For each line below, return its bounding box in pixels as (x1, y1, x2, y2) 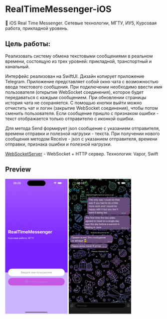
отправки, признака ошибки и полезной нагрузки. (5, 141, 112, 147)
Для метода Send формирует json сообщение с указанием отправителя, (5, 125, 160, 131)
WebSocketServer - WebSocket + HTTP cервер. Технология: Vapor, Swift (5, 151, 159, 157)
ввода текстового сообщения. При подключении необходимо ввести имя (5, 84, 163, 90)
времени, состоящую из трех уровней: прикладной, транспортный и (5, 58, 152, 64)
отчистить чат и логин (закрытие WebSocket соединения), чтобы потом (5, 105, 158, 111)
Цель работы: (5, 40, 51, 48)
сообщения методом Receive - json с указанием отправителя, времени (5, 136, 158, 142)
